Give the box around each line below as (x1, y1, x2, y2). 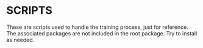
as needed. (6, 36, 35, 43)
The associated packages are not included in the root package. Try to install (6, 29, 198, 37)
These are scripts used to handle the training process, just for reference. (6, 23, 189, 31)
